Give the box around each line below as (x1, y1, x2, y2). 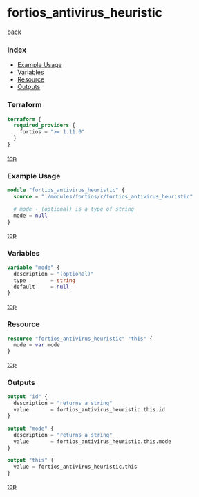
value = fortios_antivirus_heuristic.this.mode (13, 438, 171, 445)
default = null (13, 283, 70, 290)
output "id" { (7, 393, 48, 400)
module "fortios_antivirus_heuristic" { (7, 187, 126, 194)
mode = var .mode (13, 341, 60, 348)
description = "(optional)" (13, 270, 95, 277)
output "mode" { (7, 425, 54, 432)
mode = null (13, 212, 48, 219)
